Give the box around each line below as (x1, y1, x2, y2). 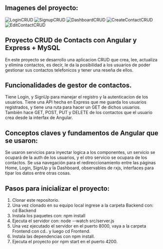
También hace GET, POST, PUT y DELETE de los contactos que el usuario (5, 110, 153, 115)
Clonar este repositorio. (12, 197, 60, 203)
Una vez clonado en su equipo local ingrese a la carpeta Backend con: (12, 202, 154, 209)
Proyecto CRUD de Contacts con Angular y (5, 36, 137, 44)
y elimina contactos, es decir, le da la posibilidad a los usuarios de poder (5, 62, 151, 68)
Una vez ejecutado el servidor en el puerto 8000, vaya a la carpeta (12, 223, 146, 229)
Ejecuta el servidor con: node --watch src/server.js (12, 218, 114, 224)
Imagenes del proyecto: (5, 4, 79, 12)
